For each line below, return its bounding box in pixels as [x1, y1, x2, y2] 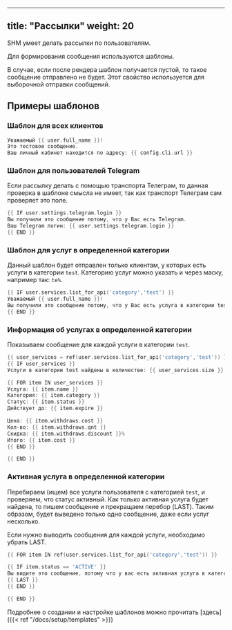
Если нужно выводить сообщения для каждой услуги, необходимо [7, 530, 206, 539]
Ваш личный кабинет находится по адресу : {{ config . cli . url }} [7, 149, 193, 156]
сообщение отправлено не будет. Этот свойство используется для [7, 73, 205, 81]
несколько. [7, 517, 40, 526]
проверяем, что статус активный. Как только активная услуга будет [7, 495, 209, 503]
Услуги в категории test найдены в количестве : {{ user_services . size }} [7, 367, 224, 373]
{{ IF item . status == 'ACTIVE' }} [7, 564, 107, 571]
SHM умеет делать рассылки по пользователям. [7, 39, 151, 47]
